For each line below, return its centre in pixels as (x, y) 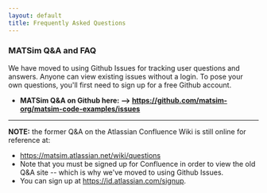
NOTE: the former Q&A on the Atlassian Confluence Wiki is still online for (127, 131)
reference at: (29, 140)
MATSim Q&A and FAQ (52, 51)
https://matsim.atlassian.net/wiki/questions (90, 155)
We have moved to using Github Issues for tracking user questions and (124, 68)
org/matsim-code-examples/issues (80, 109)
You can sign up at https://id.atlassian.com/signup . (103, 180)
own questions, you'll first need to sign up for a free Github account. (120, 85)
